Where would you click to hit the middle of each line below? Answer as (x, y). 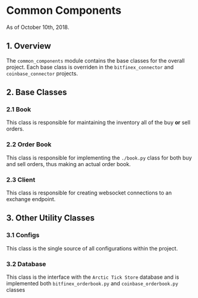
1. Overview (29, 46)
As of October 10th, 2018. (38, 27)
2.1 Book (19, 110)
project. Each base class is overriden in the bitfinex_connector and (90, 67)
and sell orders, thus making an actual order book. (69, 164)
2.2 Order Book (29, 144)
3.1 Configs (23, 235)
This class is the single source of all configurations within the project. (92, 248)
